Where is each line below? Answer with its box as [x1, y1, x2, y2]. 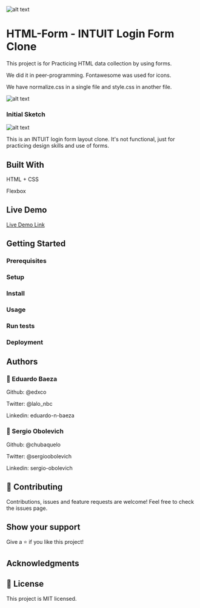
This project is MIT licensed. [6, 595, 77, 602]
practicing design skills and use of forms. [6, 142, 110, 150]
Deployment [6, 338, 44, 346]
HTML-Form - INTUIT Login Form [6, 27, 175, 41]
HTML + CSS [6, 176, 39, 183]
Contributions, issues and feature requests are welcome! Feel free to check [6, 498, 195, 505]
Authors [6, 357, 38, 367]
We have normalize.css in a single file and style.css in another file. [6, 83, 172, 90]
